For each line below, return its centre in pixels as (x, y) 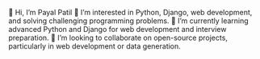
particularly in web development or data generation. (95, 46)
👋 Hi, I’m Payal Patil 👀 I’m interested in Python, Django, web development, (130, 12)
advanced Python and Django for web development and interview (117, 29)
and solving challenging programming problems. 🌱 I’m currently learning (128, 21)
